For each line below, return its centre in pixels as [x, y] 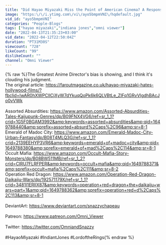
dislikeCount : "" [23, 56]
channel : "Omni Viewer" [30, 60]
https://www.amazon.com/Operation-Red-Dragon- [105, 174]
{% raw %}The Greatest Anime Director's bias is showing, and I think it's [79, 74]
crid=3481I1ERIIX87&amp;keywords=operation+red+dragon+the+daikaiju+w [83, 185]
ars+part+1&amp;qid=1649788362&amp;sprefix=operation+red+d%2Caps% [83, 190]
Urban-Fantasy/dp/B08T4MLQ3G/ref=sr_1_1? [50, 138]
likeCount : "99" [22, 51]
